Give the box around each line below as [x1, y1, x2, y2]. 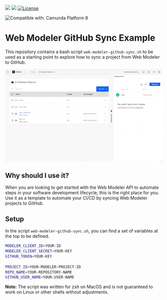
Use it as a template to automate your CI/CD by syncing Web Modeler [5, 195, 148, 201]
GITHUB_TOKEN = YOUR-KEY [5, 254, 52, 259]
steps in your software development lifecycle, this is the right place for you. [5, 190, 160, 196]
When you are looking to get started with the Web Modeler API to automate [5, 184, 159, 191]
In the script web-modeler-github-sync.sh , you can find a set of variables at [5, 228, 158, 234]
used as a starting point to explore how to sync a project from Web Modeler [5, 54, 160, 60]
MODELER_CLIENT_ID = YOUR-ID [5, 243, 61, 248]
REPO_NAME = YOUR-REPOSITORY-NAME [5, 270, 72, 275]
